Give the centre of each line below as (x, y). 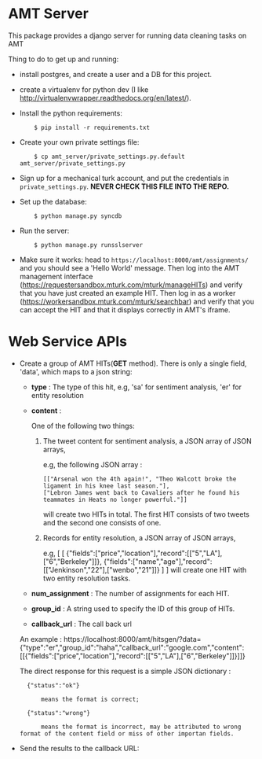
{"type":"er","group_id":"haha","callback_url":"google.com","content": (132, 647)
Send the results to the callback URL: (79, 748)
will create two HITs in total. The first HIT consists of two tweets (146, 514)
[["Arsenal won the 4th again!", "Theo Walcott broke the (140, 479)
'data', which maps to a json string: (76, 371)
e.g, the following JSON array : (93, 464)
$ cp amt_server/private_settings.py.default (110, 157)
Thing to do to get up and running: (64, 59)
